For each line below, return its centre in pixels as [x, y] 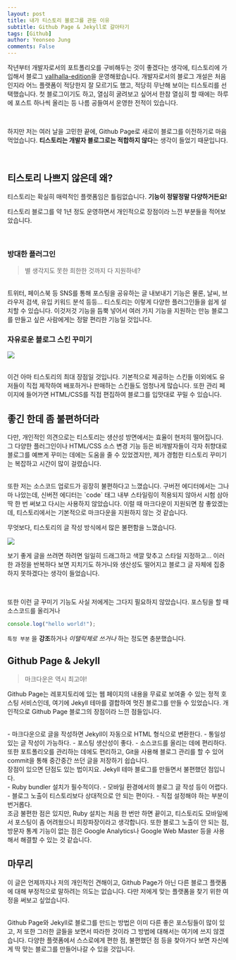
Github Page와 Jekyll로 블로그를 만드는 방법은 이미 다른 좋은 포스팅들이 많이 [113, 922]
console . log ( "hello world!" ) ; [52, 624]
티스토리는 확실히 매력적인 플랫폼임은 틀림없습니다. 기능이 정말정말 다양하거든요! [117, 196]
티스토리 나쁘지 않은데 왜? [60, 178]
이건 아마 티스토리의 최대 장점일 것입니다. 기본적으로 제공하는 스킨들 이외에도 [113, 377]
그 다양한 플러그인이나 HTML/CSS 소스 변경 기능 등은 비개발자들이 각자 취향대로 [117, 446]
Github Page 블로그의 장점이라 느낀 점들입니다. [97, 711]
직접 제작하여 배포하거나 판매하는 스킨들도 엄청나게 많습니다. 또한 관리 [122, 386]
